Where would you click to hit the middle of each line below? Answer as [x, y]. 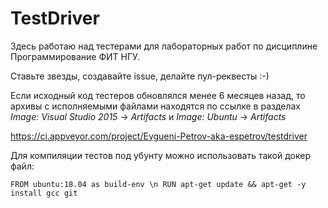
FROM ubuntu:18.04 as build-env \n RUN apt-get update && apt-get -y [158, 184]
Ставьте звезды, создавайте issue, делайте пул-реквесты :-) [140, 76]
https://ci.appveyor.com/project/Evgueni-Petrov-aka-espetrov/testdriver [159, 136]
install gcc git [44, 193]
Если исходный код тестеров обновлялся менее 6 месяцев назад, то [158, 95]
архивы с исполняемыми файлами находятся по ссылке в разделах [156, 106]
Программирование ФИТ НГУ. [75, 56]
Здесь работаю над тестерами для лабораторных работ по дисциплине [164, 46]
